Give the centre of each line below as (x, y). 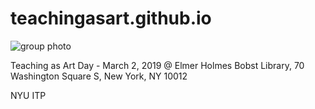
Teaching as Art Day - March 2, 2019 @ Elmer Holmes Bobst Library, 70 (157, 65)
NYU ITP (28, 95)
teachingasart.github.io (111, 18)
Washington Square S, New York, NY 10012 (99, 76)
